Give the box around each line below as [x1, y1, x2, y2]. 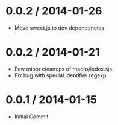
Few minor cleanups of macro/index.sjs [14, 65, 113, 72]
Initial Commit [14, 113, 49, 120]
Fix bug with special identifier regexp [14, 71, 107, 79]
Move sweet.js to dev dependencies [14, 24, 105, 31]
